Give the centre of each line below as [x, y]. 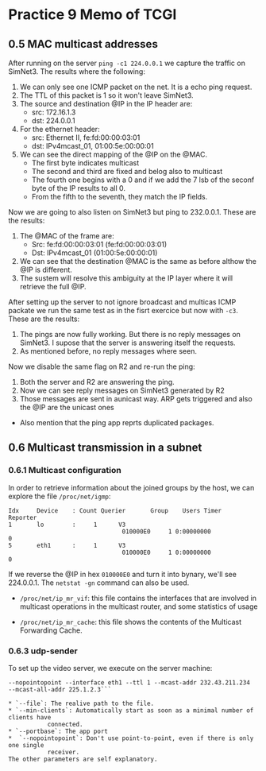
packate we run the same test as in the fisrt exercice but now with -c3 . [123, 310]
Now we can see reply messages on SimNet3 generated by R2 [122, 390]
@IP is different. [46, 269]
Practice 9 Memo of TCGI [93, 15]
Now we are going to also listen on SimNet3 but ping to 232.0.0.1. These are [132, 212]
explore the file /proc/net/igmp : [60, 496]
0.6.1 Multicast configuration [65, 471]
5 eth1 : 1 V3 [67, 545]
